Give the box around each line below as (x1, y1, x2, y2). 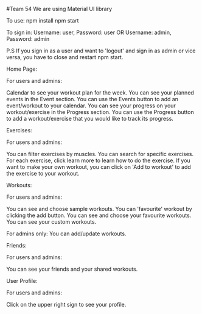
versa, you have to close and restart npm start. (6, 54, 124, 60)
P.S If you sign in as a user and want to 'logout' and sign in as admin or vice (6, 47, 196, 54)
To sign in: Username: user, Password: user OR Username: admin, (6, 29, 172, 36)
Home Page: (6, 65, 38, 73)
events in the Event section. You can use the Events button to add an (6, 96, 178, 102)
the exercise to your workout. (6, 170, 80, 177)
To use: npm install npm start (6, 17, 79, 24)
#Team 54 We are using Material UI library (6, 5, 113, 12)
